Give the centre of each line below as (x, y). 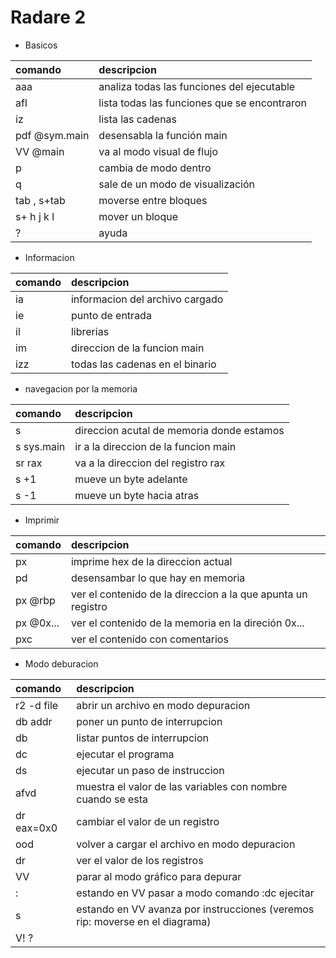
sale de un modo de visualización (177, 184)
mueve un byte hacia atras (137, 495)
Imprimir (42, 520)
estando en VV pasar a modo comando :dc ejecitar (195, 893)
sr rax (29, 463)
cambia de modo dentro (155, 168)
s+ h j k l (35, 216)
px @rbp (35, 600)
